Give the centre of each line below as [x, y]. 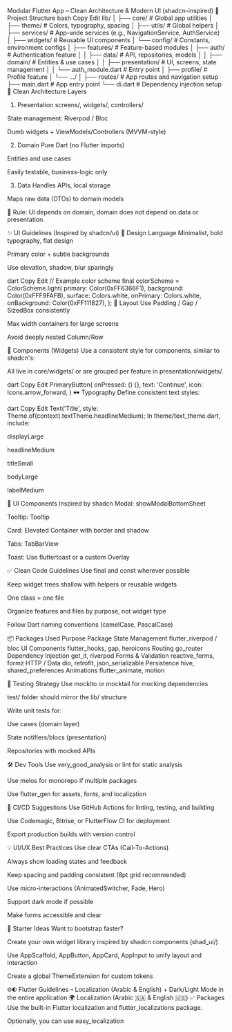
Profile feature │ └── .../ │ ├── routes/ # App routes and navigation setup [113, 77]
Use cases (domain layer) [43, 724]
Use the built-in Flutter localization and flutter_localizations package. [105, 1007]
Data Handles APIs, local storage [64, 185]
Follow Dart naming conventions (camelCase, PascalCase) [90, 625]
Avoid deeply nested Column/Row [55, 337]
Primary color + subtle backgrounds [58, 254]
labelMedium [26, 490]
